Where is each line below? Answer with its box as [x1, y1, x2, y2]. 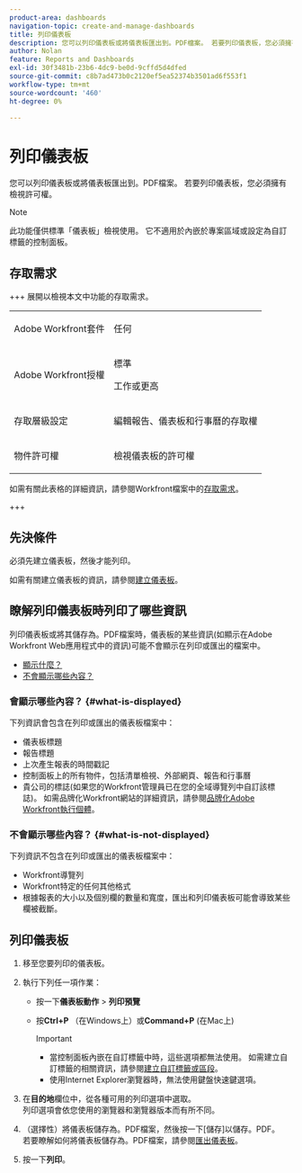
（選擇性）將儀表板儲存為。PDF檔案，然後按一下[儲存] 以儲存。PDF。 [22, 1124, 280, 1134]
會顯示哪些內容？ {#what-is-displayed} [9, 694, 182, 707]
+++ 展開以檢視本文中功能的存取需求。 [9, 291, 154, 302]
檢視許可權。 [9, 189, 57, 200]
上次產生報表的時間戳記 [22, 759, 110, 770]
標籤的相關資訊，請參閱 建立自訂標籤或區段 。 [57, 1063, 223, 1074]
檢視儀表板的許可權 [113, 450, 195, 462]
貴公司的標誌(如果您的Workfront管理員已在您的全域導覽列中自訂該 [22, 782, 268, 792]
